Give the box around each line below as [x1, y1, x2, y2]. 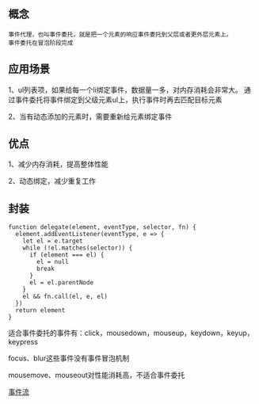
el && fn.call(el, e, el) [22, 292, 109, 301]
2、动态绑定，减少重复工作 [8, 177, 97, 186]
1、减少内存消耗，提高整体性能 [8, 159, 109, 169]
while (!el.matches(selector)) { [22, 244, 133, 252]
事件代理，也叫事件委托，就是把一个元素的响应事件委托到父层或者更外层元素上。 [8, 30, 232, 38]
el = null [36, 258, 69, 266]
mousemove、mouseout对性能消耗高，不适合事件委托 [8, 371, 185, 380]
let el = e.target [22, 237, 83, 246]
